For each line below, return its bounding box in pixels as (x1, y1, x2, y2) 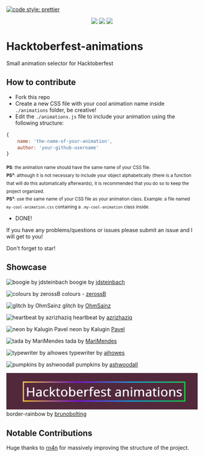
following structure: (15, 119, 64, 126)
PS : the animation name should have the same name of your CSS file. (6, 165, 151, 171)
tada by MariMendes (65, 337, 117, 345)
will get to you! (6, 233, 43, 240)
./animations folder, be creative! (15, 106, 97, 114)
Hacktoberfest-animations (6, 40, 144, 53)
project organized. (6, 188, 44, 194)
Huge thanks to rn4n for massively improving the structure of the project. (6, 444, 189, 452)
